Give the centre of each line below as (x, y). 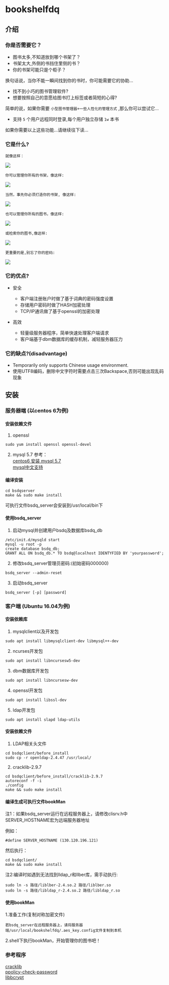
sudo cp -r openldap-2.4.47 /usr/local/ (49, 758)
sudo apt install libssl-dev (36, 700)
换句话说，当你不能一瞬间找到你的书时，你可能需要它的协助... (69, 80)
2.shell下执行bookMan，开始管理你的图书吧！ (53, 941)
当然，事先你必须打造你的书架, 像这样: (41, 195)
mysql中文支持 (28, 467)
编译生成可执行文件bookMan (35, 801)
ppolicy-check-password (31, 972)
